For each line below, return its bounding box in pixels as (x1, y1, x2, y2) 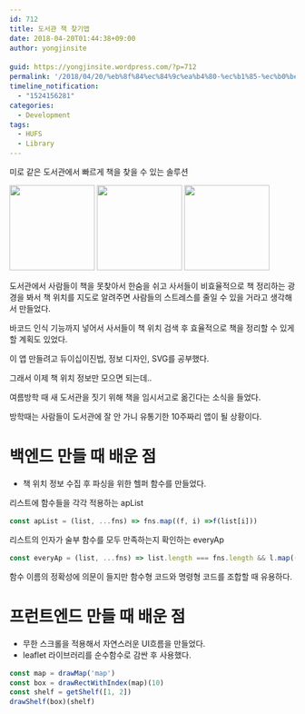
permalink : (9, 73, 51, 82)
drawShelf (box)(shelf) (9, 698, 95, 707)
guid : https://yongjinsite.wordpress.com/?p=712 (9, 63, 197, 72)
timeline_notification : (9, 82, 100, 91)
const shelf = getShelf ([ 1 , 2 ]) (9, 688, 132, 697)
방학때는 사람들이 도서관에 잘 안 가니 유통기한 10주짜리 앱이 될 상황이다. (9, 412, 262, 421)
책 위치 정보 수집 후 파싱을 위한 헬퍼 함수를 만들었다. (22, 478, 207, 489)
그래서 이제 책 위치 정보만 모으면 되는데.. (9, 372, 152, 383)
